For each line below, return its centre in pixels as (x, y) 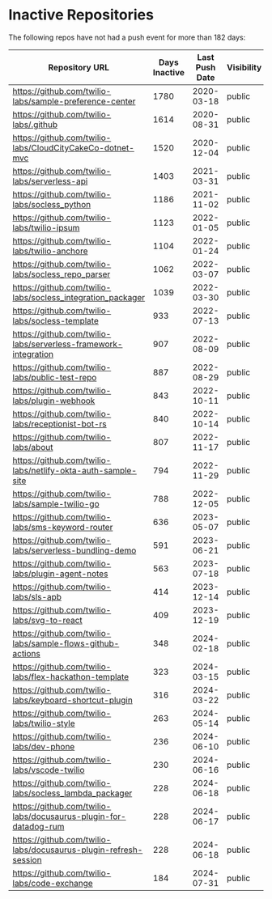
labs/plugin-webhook (54, 401)
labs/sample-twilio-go (56, 503)
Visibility (244, 67)
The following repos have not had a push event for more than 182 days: (127, 37)
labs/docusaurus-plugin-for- (70, 816)
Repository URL (79, 67)
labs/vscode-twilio (49, 770)
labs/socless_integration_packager (79, 297)
